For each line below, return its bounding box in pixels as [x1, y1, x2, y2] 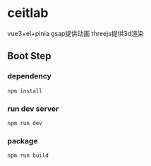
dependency [7, 71, 52, 81]
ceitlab [7, 5, 49, 21]
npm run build [7, 152, 49, 160]
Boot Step [7, 50, 52, 62]
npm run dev [7, 119, 42, 126]
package [7, 136, 38, 146]
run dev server [7, 104, 59, 114]
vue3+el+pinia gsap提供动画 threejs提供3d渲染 [7, 29, 145, 37]
